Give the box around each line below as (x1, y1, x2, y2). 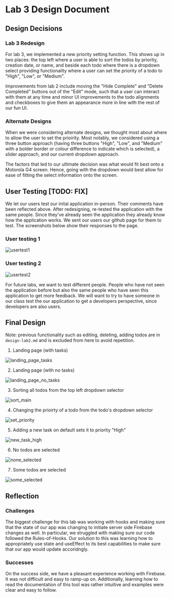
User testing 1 (5, 235, 41, 242)
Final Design (5, 318, 46, 327)
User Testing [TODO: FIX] (5, 187, 88, 196)
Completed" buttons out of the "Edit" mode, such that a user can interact (5, 88, 160, 95)
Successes (5, 559, 34, 566)
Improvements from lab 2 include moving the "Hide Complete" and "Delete (5, 83, 163, 89)
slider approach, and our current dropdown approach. (5, 151, 120, 157)
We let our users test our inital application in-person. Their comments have (5, 201, 164, 207)
